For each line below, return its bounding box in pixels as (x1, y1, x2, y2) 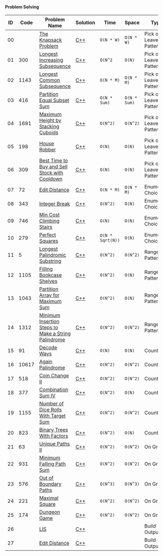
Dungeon (39, 509, 61, 516)
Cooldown (39, 175, 63, 182)
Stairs (39, 224, 52, 230)
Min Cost (39, 211, 60, 218)
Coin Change (39, 372, 69, 379)
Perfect (39, 231, 56, 238)
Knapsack (39, 37, 62, 43)
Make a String (39, 330, 71, 337)
